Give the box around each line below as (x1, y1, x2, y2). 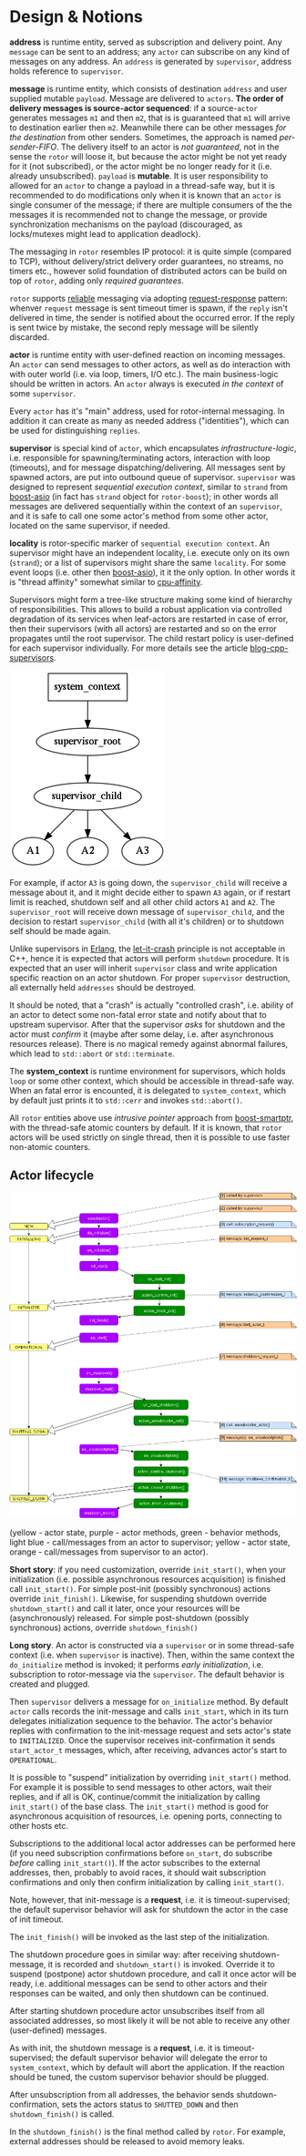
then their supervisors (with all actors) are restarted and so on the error (9, 622, 278, 634)
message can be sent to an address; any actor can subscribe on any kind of (9, 46, 290, 56)
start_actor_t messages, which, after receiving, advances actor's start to (9, 1744, 287, 1755)
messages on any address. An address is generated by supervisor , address (9, 56, 292, 67)
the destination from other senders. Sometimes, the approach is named (9, 131, 278, 142)
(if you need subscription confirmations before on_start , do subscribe (9, 1847, 273, 1858)
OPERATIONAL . (9, 1754, 57, 1765)
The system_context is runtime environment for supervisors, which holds (9, 1065, 286, 1076)
